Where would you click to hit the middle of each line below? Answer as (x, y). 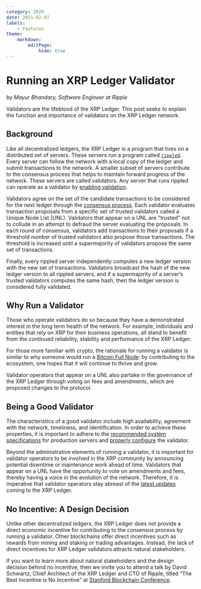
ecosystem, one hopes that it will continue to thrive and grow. (82, 363)
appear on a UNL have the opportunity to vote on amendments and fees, (96, 471)
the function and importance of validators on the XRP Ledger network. (93, 115)
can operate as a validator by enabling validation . (67, 187)
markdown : (29, 40)
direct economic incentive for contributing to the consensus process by (94, 530)
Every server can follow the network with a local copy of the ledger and (94, 161)
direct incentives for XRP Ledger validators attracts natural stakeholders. (96, 549)
